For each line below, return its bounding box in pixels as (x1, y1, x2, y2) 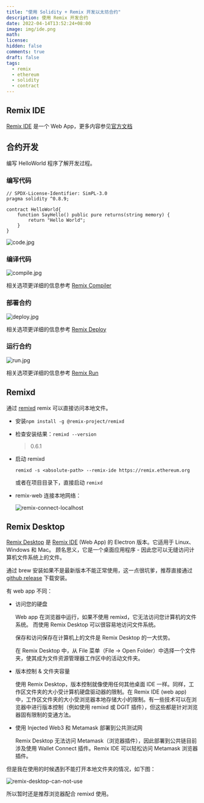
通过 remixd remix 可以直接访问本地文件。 (6, 404, 111, 411)
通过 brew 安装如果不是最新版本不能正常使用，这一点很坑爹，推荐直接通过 (6, 566, 193, 574)
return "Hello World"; (28, 217, 86, 223)
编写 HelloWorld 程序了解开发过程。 (6, 159, 96, 167)
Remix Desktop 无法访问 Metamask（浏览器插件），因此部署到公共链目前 (15, 737, 197, 744)
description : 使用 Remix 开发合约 (6, 15, 88, 21)
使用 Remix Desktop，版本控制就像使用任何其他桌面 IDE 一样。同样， (15, 681, 189, 688)
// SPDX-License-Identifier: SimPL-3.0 (6, 190, 108, 196)
